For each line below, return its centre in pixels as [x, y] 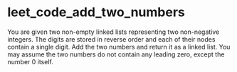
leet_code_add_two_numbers [96, 12]
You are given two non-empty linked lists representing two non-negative [114, 32]
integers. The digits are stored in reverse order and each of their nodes [111, 39]
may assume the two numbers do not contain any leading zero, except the [116, 54]
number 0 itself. [30, 61]
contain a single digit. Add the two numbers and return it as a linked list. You [119, 47]
